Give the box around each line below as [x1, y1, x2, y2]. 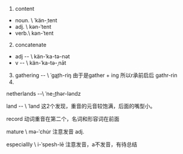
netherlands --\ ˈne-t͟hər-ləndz [6, 90, 82, 97]
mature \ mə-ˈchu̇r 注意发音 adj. [6, 128, 85, 135]
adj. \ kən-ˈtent [14, 23, 51, 30]
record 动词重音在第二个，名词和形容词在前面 [6, 115, 120, 122]
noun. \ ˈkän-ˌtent [14, 17, 57, 23]
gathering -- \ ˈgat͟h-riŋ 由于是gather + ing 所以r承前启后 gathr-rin [14, 72, 178, 79]
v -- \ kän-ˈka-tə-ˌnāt [14, 60, 66, 66]
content [14, 5, 34, 12]
